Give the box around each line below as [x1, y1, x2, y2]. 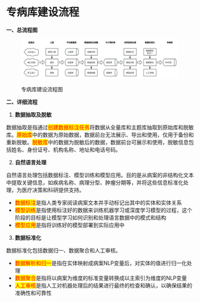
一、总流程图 [6, 26, 37, 33]
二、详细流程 [6, 98, 37, 105]
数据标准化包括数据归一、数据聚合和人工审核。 [6, 246, 121, 254]
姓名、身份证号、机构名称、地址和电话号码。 [11, 146, 121, 153]
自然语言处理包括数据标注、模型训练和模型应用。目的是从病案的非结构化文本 [6, 171, 194, 178]
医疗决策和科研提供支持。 [21, 186, 85, 193]
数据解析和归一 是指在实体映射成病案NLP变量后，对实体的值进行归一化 [14, 259, 187, 266]
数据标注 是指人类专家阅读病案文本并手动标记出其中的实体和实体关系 [14, 199, 182, 206]
